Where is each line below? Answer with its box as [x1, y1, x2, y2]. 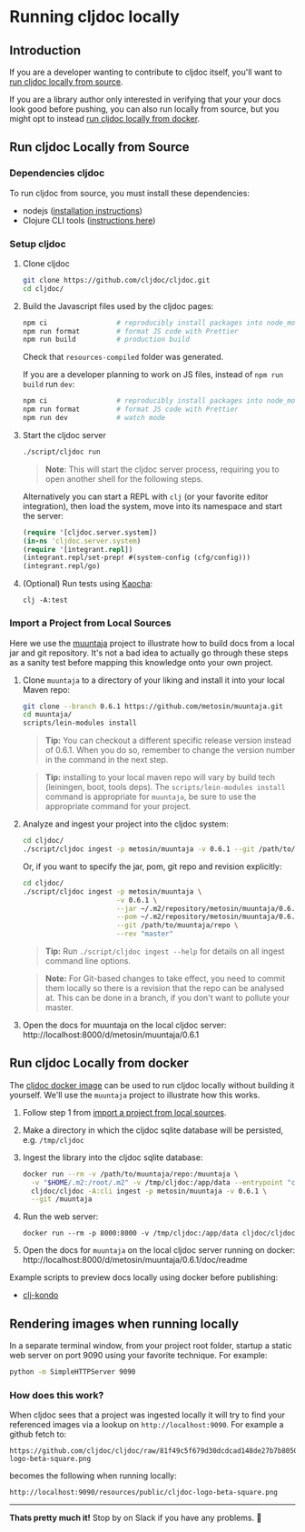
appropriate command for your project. [44, 801, 192, 812]
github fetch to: [9, 1429, 67, 1440]
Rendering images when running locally [9, 1316, 239, 1331]
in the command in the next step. [44, 755, 169, 766]
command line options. [44, 956, 132, 966]
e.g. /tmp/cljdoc [22, 1134, 84, 1145]
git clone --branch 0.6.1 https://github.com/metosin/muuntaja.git [22, 702, 283, 711]
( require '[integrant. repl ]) [22, 545, 133, 554]
